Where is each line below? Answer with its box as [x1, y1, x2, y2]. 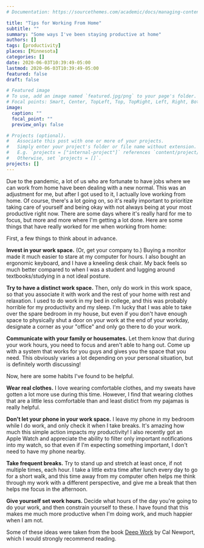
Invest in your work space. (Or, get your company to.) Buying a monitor [6, 246, 186, 253]
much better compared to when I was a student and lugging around [6, 265, 175, 273]
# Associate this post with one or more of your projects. [6, 138, 165, 144]
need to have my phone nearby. [6, 448, 86, 455]
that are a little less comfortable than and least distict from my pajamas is [6, 397, 189, 404]
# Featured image [6, 88, 50, 94]
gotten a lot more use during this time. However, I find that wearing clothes [6, 390, 193, 398]
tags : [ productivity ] [6, 43, 61, 49]
